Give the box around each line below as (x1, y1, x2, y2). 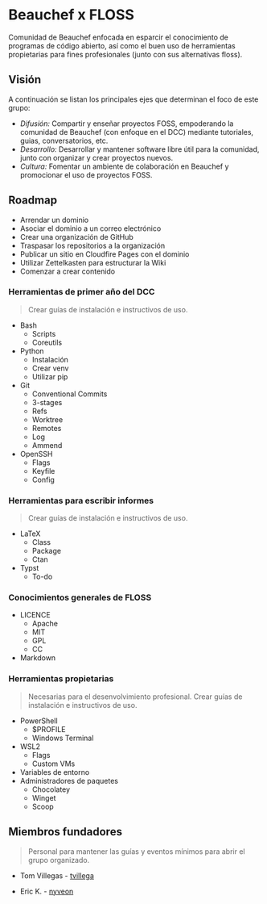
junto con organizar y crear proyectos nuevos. (19, 153, 174, 162)
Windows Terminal (31, 733, 94, 743)
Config (31, 475, 55, 484)
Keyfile (31, 466, 55, 475)
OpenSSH (19, 449, 53, 458)
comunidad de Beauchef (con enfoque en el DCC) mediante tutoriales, (19, 127, 254, 136)
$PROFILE (31, 724, 66, 734)
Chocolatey (31, 785, 71, 794)
